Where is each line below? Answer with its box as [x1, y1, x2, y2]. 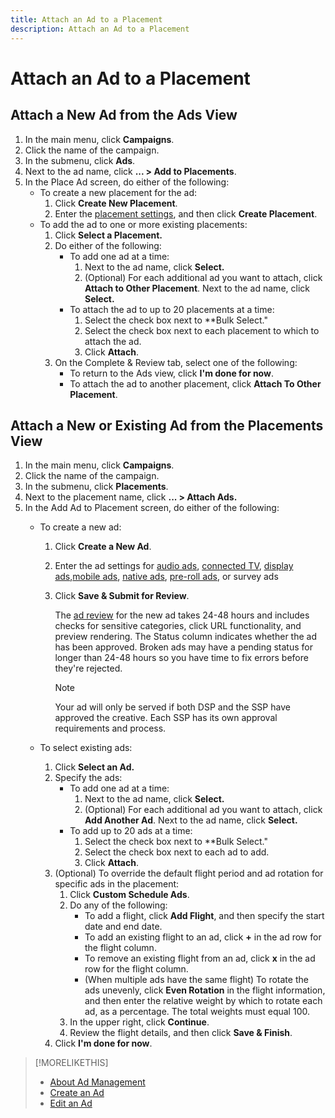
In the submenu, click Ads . [24, 154, 136, 166]
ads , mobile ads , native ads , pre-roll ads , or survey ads [54, 571, 279, 583]
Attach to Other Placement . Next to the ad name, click [84, 282, 310, 294]
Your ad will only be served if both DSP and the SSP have [54, 701, 291, 713]
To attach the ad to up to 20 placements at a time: [69, 303, 275, 315]
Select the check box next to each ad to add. [84, 846, 270, 858]
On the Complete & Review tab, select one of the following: [54, 356, 298, 368]
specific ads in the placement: [54, 878, 180, 890]
